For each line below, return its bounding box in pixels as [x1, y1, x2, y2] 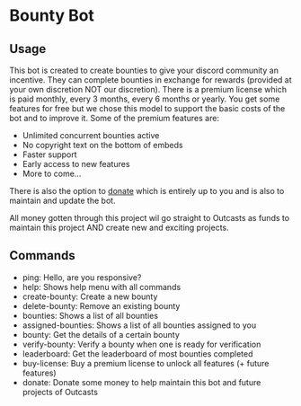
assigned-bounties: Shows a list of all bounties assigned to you [22, 320, 257, 331]
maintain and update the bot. [9, 195, 116, 206]
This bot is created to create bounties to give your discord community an [9, 65, 279, 75]
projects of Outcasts [22, 386, 99, 397]
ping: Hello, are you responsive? [22, 271, 142, 283]
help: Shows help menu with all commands [22, 281, 181, 292]
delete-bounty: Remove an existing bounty [22, 300, 181, 311]
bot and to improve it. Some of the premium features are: [9, 113, 220, 123]
